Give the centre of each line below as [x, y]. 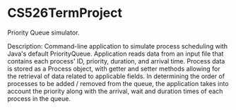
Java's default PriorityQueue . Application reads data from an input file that [116, 54]
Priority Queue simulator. [43, 32]
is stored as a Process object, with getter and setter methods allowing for [114, 68]
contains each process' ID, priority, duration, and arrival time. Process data [116, 61]
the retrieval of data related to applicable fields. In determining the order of [116, 76]
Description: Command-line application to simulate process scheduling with [118, 46]
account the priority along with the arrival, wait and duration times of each [115, 91]
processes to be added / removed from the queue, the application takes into [118, 83]
